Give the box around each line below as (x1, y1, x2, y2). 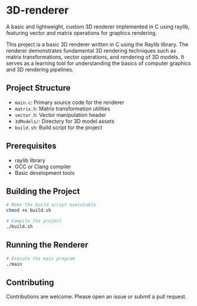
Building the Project (6, 186, 80, 196)
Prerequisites (6, 141, 57, 151)
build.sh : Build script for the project (14, 123, 103, 131)
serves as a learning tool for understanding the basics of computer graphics (6, 60, 191, 67)
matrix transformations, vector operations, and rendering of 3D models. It (6, 53, 185, 60)
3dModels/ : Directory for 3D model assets (14, 118, 115, 125)
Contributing (6, 277, 54, 287)
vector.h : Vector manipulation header (14, 111, 107, 118)
